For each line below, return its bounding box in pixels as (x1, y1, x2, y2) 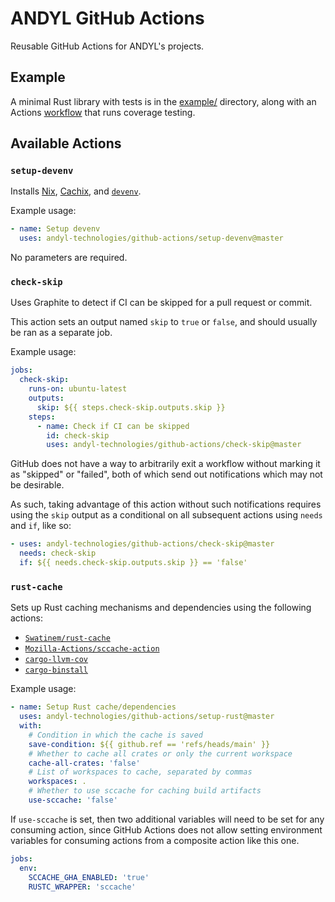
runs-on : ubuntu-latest (28, 384, 128, 394)
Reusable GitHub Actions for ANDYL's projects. (10, 40, 205, 52)
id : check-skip (46, 430, 110, 441)
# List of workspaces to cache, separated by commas (28, 767, 253, 777)
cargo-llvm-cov (24, 655, 89, 665)
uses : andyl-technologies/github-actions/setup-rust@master (19, 712, 275, 722)
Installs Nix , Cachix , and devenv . (10, 185, 142, 197)
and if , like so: (10, 520, 72, 532)
